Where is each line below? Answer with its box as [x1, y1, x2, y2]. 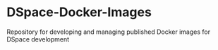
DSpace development [6, 35, 70, 43]
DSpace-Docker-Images [6, 4, 152, 20]
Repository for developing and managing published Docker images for [6, 27, 211, 36]
